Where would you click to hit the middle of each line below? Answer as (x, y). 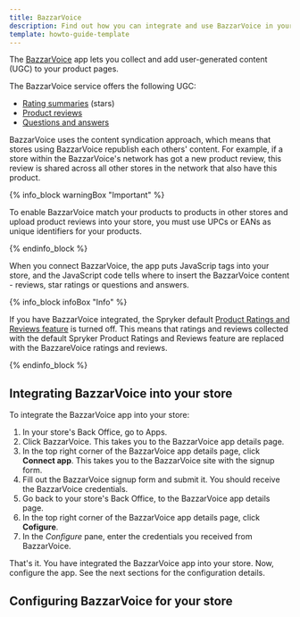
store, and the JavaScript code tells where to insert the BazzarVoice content (150, 275)
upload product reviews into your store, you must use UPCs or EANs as (140, 222)
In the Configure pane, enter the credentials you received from (137, 537)
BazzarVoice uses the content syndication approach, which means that (140, 140)
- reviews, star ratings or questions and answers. (99, 285)
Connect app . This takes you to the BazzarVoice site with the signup (148, 461)
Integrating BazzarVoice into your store (121, 393)
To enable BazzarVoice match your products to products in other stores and (149, 213)
